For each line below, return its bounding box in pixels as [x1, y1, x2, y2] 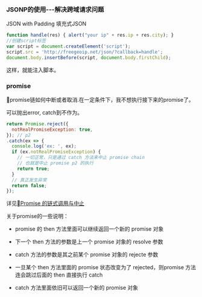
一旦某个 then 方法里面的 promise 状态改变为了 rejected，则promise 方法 [14, 264, 197, 271]
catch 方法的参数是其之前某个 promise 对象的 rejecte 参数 [14, 251, 159, 258]
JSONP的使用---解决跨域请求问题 [6, 5, 104, 13]
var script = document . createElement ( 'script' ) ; [6, 43, 131, 49]
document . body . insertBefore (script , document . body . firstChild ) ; [6, 54, 171, 61]
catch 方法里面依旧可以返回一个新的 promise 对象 [14, 284, 139, 292]
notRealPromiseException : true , [11, 127, 93, 133]
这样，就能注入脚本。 [6, 66, 59, 73]
